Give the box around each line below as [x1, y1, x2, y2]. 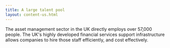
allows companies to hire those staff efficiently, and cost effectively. [5, 36, 149, 43]
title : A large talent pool [5, 7, 65, 13]
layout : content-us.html [5, 12, 58, 17]
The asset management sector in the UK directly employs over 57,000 [5, 26, 152, 32]
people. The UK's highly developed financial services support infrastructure [5, 31, 165, 37]
